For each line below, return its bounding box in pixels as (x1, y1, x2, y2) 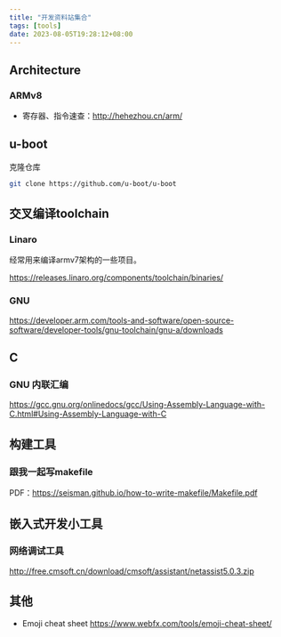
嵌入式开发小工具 (9, 516, 103, 531)
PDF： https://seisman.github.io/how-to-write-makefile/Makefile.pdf (9, 488, 258, 498)
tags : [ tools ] (9, 21, 62, 30)
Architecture (9, 62, 82, 77)
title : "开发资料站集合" (9, 12, 92, 22)
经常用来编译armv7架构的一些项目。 (9, 254, 142, 265)
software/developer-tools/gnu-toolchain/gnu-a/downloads (9, 324, 224, 335)
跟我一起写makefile (9, 465, 93, 478)
